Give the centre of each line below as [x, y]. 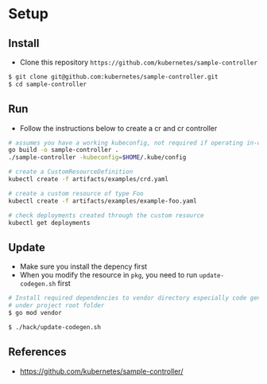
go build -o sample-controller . [64, 150]
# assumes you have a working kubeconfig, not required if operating [126, 143]
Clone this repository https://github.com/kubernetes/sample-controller [139, 62]
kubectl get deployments [49, 223]
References [37, 352]
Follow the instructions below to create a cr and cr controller [118, 128]
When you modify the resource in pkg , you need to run [108, 275]
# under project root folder [56, 306]
